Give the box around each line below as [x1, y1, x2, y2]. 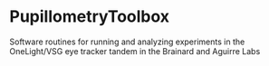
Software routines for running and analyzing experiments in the [9, 36, 245, 47]
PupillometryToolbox [9, 6, 170, 27]
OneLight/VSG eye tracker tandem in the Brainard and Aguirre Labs [9, 45, 261, 56]
